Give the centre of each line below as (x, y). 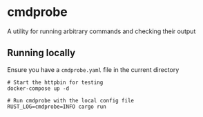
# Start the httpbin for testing (55, 82)
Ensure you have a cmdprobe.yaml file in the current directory (93, 69)
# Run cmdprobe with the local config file (71, 100)
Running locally (41, 53)
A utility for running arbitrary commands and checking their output (101, 31)
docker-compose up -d (38, 88)
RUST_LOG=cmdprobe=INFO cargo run (57, 107)
